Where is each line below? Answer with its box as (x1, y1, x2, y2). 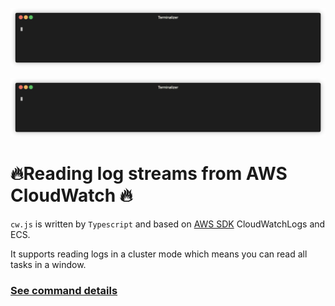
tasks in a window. (10, 258, 87, 270)
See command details (10, 283, 118, 297)
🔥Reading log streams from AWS (10, 163, 288, 185)
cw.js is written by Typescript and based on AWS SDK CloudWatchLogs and (10, 218, 326, 230)
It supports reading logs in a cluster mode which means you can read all (10, 248, 308, 260)
